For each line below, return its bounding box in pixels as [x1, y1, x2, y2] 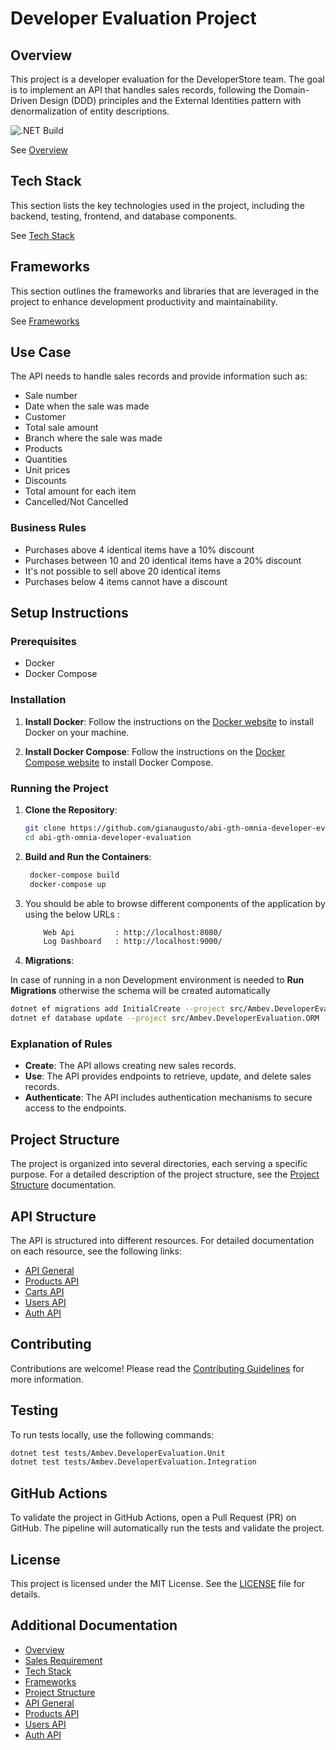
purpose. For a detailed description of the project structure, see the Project [10, 1168, 320, 1181]
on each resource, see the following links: [10, 1245, 182, 1257]
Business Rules [10, 521, 87, 535]
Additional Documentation [10, 1617, 178, 1634]
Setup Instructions [10, 605, 129, 622]
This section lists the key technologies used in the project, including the [10, 199, 306, 211]
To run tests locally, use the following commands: [10, 1428, 215, 1441]
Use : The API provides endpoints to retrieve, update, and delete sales [24, 1070, 312, 1082]
